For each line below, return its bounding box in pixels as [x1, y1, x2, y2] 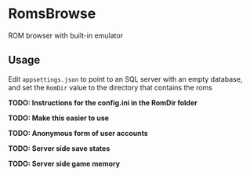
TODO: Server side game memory [8, 159, 120, 168]
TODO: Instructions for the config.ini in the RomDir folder [8, 97, 197, 107]
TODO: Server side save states [8, 143, 111, 153]
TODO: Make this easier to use [8, 113, 110, 123]
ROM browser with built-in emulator [8, 31, 124, 40]
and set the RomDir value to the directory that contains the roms [8, 82, 213, 92]
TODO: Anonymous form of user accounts [8, 128, 149, 137]
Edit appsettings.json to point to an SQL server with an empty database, [8, 74, 243, 83]
